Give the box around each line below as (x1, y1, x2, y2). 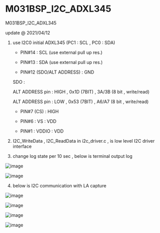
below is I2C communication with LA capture (12, 182, 107, 188)
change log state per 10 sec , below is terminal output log (12, 153, 133, 159)
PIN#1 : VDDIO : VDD (20, 128, 64, 134)
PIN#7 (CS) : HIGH (20, 108, 59, 114)
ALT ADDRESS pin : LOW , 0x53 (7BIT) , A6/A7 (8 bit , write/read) (12, 98, 149, 105)
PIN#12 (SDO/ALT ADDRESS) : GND (20, 69, 94, 75)
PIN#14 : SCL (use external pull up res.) (20, 49, 103, 55)
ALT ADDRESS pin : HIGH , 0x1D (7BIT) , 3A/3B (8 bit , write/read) (12, 88, 150, 94)
